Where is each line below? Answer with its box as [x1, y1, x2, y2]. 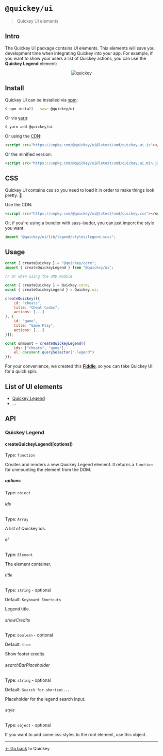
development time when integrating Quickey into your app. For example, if [5, 50, 153, 56]
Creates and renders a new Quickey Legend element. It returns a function [5, 461, 153, 467]
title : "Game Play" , [14, 323, 55, 328]
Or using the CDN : [5, 133, 42, 139]
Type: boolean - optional [5, 632, 53, 638]
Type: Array [5, 516, 29, 522]
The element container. [5, 561, 51, 567]
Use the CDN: [5, 202, 33, 207]
